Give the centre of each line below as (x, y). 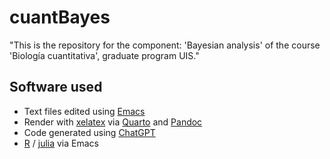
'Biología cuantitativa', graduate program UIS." (104, 55)
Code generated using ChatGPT (89, 132)
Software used (56, 87)
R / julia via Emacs (61, 143)
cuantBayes (60, 17)
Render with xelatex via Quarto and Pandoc (113, 122)
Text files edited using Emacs (84, 111)
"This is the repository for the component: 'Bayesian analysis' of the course (165, 45)
